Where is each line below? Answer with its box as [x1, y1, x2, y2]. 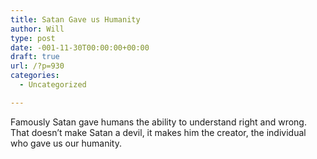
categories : [10, 71, 60, 81]
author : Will [10, 24, 65, 34]
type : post [10, 33, 56, 43]
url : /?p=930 [10, 61, 65, 71]
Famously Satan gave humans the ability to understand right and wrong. [10, 116, 307, 128]
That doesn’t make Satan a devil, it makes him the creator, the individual [10, 126, 307, 138]
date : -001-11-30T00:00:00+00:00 [10, 42, 150, 53]
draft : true [10, 52, 60, 62]
